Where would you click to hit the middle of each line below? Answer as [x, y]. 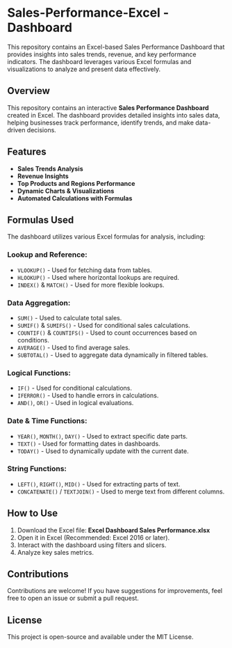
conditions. [33, 340]
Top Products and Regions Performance [76, 183]
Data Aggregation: [39, 303]
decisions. [42, 129]
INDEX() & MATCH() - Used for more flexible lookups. [91, 285]
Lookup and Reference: [48, 255]
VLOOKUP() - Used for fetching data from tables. [84, 270]
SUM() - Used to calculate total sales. [69, 317]
